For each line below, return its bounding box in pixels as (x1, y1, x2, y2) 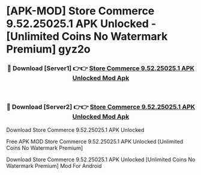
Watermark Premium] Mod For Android (6, 162, 102, 169)
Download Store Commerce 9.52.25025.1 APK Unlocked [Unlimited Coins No (6, 156, 196, 163)
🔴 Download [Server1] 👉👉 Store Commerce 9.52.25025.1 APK (7, 64, 195, 73)
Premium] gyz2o (6, 43, 91, 56)
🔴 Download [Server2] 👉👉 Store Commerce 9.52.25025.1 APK (6, 103, 196, 111)
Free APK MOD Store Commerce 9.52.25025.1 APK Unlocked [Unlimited (6, 138, 184, 145)
